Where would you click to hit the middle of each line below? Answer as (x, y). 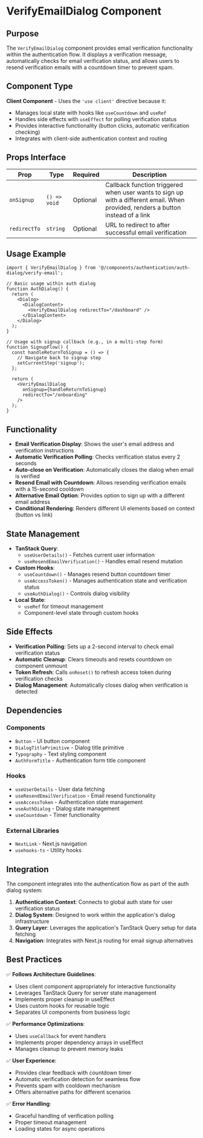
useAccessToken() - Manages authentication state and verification (105, 581)
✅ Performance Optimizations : (46, 1024)
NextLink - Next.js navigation (51, 844)
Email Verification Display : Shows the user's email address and (95, 444)
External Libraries (33, 830)
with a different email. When (145, 200)
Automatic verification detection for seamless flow (78, 1079)
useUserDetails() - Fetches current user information (89, 555)
